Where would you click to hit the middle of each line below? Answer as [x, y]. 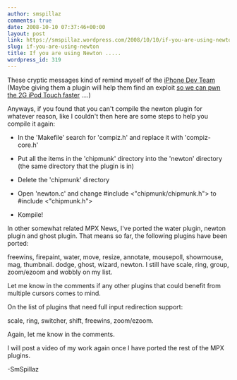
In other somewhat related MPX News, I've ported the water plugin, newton [117, 228]
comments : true [30, 20]
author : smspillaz [34, 14]
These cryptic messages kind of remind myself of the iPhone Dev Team [111, 80]
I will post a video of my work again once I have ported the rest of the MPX [116, 348]
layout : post [26, 34]
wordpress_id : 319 [34, 60]
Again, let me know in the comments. [61, 334]
